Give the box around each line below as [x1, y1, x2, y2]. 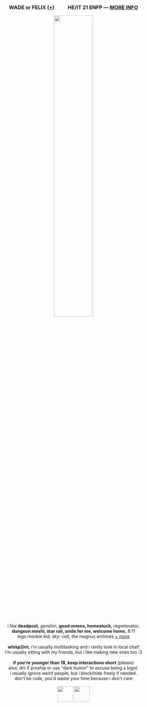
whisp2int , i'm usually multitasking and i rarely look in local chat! [7, 644, 140, 650]
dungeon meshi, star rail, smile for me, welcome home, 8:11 [12, 628, 135, 634]
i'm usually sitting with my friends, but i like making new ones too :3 [4, 649, 143, 655]
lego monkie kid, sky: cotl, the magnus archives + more [17, 633, 130, 639]
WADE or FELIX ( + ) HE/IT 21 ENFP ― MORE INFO [8, 4, 139, 11]
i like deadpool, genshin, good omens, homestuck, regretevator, [7, 623, 140, 629]
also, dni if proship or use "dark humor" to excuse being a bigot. [8, 665, 139, 671]
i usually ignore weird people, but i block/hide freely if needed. [10, 670, 137, 676]
